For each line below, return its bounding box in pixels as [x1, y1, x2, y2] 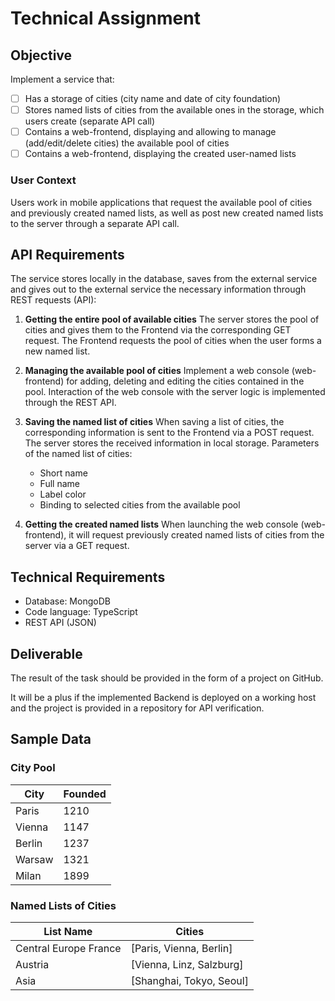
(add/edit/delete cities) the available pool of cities [24, 137, 230, 149]
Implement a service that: [10, 73, 115, 85]
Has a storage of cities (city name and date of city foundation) [24, 93, 282, 104]
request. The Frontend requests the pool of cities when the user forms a [24, 335, 322, 347]
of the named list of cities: [24, 448, 133, 460]
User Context [10, 173, 77, 187]
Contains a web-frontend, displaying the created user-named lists [24, 148, 297, 160]
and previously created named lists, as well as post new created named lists [10, 207, 324, 219]
